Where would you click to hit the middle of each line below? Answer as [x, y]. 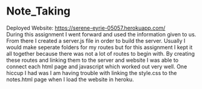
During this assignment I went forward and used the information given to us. [101, 34]
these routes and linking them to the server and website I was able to [93, 60]
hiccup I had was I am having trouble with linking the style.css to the [92, 73]
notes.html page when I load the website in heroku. [70, 79]
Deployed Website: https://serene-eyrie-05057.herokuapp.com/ [86, 28]
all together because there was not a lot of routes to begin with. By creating [101, 53]
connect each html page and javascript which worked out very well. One [97, 66]
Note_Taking [39, 11]
